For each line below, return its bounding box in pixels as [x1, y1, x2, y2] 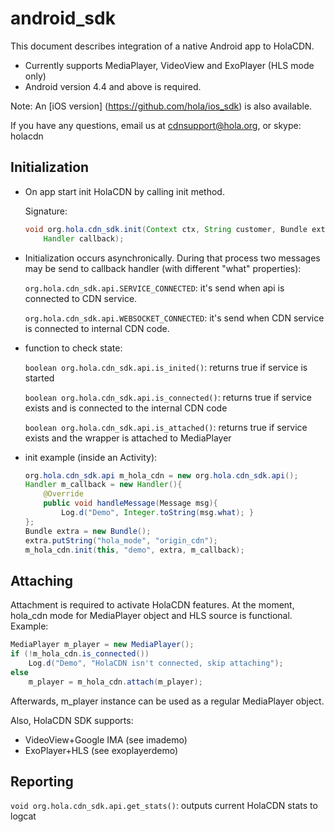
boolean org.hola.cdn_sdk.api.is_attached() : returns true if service [24, 421, 308, 433]
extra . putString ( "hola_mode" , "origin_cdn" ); [24, 535, 218, 546]
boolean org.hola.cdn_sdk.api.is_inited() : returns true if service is [24, 361, 308, 373]
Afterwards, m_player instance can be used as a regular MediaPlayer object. [10, 695, 325, 707]
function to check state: [24, 342, 123, 354]
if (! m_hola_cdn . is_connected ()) [10, 649, 150, 659]
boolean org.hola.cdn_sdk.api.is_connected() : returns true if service [24, 391, 312, 403]
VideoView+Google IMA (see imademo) [24, 733, 188, 746]
